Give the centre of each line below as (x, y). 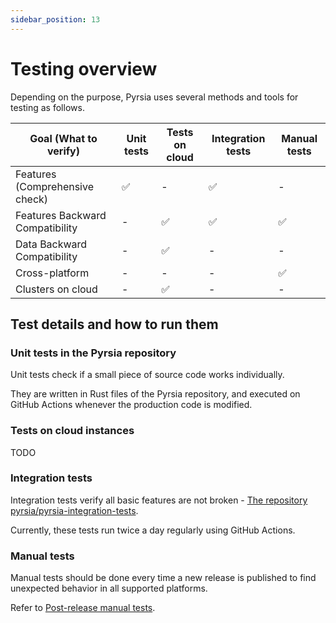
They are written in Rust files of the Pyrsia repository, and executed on (155, 394)
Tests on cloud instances (72, 431)
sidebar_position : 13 (55, 19)
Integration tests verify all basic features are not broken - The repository (159, 500)
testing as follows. (47, 107)
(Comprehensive (54, 186)
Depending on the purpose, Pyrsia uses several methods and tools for (154, 97)
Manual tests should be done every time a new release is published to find (163, 578)
